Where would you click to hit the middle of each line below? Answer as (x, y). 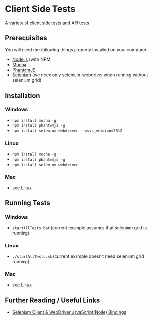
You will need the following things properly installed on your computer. (76, 49)
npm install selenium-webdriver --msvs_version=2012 (67, 131)
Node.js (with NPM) (32, 59)
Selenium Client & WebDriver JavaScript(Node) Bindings (69, 312)
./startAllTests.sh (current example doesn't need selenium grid (78, 256)
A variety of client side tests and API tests (47, 23)
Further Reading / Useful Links (52, 300)
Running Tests (27, 203)
